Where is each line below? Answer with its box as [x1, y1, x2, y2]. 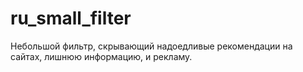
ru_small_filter [10, 7, 132, 30]
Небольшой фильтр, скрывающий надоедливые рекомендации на [10, 40, 293, 52]
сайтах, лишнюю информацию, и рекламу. [10, 50, 193, 62]
